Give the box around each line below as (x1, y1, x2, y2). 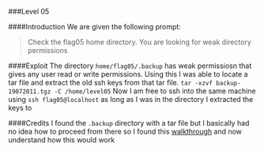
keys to (8, 103, 32, 112)
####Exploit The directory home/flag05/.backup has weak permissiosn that (8, 61, 252, 70)
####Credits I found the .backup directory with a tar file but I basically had (8, 119, 250, 127)
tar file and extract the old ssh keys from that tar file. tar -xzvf (8, 78, 213, 87)
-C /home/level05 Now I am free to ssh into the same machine (54, 86, 256, 96)
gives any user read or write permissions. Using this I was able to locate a (8, 70, 248, 78)
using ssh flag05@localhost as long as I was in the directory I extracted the (8, 95, 254, 104)
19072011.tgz (8, 88, 51, 96)
